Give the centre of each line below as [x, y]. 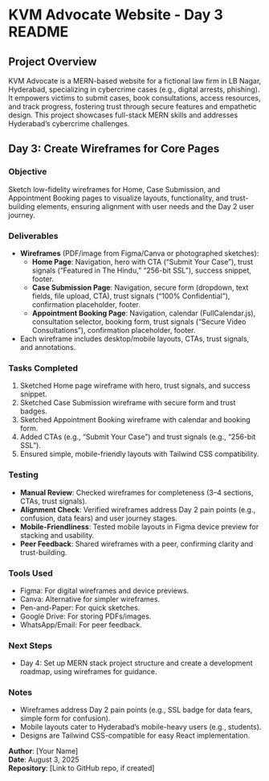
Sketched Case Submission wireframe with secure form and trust [128, 403]
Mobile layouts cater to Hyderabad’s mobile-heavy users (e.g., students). [141, 727]
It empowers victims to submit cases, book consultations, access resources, [134, 98]
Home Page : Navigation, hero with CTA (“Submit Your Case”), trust [143, 261]
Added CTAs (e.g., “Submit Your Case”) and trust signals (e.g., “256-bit [138, 437]
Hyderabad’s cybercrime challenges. [69, 123]
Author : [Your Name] [43, 751]
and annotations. [48, 347]
